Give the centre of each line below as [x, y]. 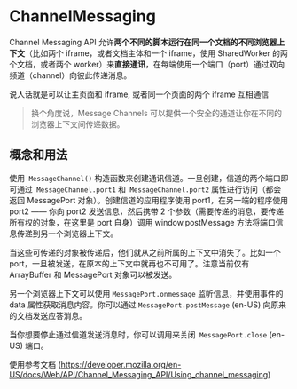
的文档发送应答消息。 [48, 315]
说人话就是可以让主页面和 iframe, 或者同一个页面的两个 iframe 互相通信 [139, 94]
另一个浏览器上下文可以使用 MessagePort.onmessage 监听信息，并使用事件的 [146, 293]
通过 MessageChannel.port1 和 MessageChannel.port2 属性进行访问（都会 [149, 189]
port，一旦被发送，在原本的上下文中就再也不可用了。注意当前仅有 [129, 263]
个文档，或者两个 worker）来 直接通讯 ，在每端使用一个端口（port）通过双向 [147, 64]
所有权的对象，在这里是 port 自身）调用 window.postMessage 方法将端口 [143, 222]
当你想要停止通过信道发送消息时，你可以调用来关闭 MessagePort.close [138, 334]
